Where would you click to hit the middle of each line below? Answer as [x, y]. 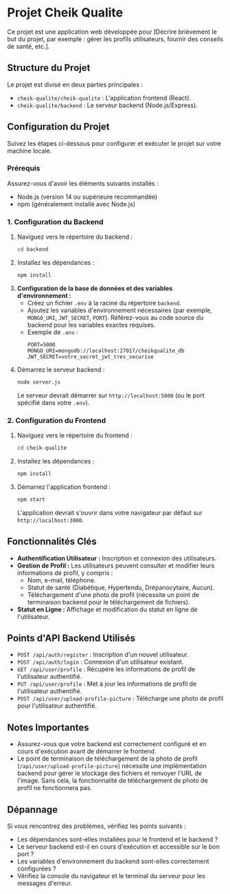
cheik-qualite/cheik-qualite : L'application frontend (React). [104, 98]
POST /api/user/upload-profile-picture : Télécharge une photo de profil [120, 699]
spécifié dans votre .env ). [53, 402]
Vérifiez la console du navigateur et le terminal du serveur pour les [111, 875]
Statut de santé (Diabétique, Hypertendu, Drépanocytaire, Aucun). [121, 587]
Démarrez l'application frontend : [64, 487]
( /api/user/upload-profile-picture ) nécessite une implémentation [112, 766]
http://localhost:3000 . [50, 520]
